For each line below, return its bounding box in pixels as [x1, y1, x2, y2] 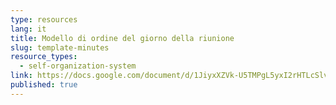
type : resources [10, 14, 78, 25]
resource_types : [10, 52, 78, 62]
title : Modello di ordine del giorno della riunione [10, 33, 235, 43]
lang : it [10, 24, 47, 34]
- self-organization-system [19, 61, 137, 71]
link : [10, 71, 33, 81]
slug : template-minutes [10, 42, 110, 53]
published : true [10, 80, 78, 90]
